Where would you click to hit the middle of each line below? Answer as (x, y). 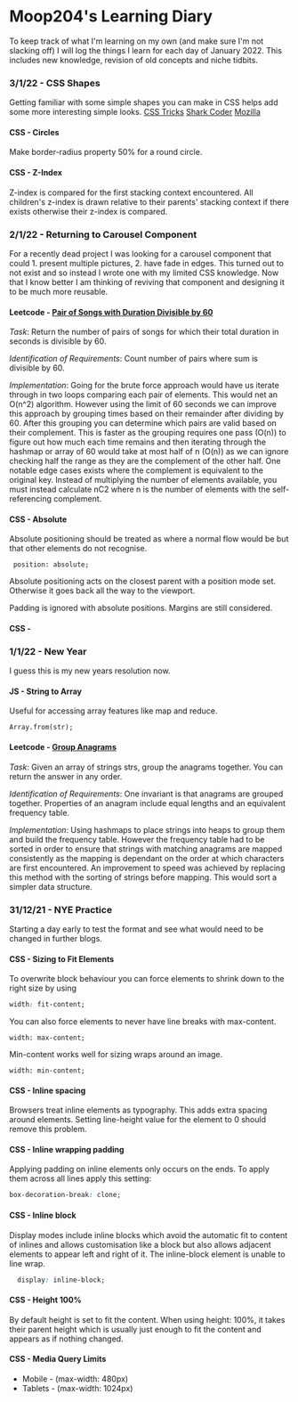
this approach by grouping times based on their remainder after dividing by (147, 414)
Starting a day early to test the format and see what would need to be (137, 929)
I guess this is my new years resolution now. (90, 671)
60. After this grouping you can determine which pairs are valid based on (143, 423)
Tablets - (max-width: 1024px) (77, 1388)
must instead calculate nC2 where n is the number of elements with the (140, 489)
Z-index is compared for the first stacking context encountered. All (131, 192)
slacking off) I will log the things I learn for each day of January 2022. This (146, 50)
